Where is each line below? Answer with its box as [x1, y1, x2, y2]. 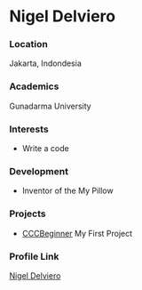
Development [9, 165, 69, 177]
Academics [9, 80, 59, 93]
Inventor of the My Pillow [21, 185, 114, 197]
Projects [9, 207, 46, 220]
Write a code [21, 143, 69, 154]
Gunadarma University [9, 101, 91, 111]
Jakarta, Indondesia [9, 58, 83, 68]
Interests [9, 123, 49, 135]
